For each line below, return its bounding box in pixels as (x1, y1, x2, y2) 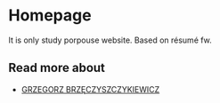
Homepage (8, 5, 92, 26)
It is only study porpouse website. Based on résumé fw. (8, 35, 213, 45)
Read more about (8, 60, 106, 75)
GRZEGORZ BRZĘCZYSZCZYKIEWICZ (20, 83, 160, 94)
